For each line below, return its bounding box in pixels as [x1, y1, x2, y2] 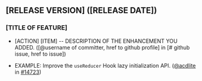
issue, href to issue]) [14, 50, 66, 57]
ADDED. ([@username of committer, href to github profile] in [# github [14, 44, 190, 51]
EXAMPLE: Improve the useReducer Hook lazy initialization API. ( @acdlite [14, 62, 196, 69]
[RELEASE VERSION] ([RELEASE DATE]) [5, 5, 158, 16]
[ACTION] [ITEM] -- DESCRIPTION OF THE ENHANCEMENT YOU [14, 37, 178, 45]
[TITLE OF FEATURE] [5, 24, 68, 32]
